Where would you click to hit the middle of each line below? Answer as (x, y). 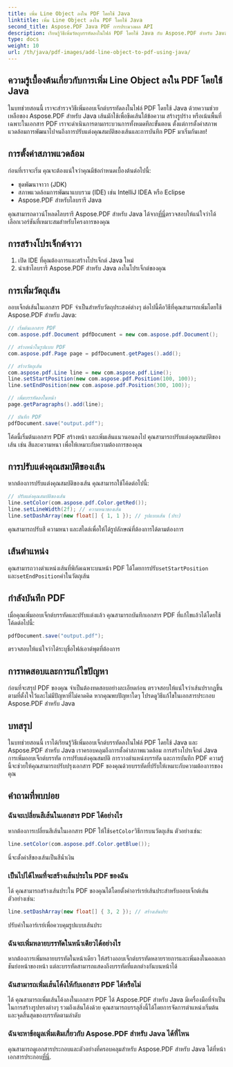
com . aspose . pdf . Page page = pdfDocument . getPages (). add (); (95, 353)
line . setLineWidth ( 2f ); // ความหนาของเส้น (65, 510)
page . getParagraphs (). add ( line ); (56, 404)
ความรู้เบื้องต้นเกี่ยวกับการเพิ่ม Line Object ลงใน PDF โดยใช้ (115, 80)
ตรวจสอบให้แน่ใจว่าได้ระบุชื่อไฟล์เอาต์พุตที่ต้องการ (64, 649)
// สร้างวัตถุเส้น (25, 366)
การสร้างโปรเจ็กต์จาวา (45, 244)
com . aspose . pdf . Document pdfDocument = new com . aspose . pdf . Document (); (113, 334)
